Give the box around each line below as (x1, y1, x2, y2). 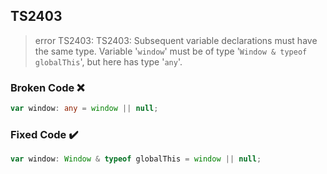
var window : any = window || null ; (10, 104, 159, 114)
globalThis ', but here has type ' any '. (34, 55, 183, 68)
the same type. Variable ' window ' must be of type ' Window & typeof (34, 45, 308, 57)
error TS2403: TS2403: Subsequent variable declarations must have (34, 34, 318, 46)
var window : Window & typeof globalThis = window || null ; (10, 154, 262, 164)
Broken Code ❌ (10, 80, 85, 94)
